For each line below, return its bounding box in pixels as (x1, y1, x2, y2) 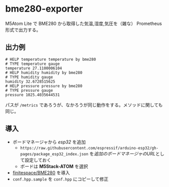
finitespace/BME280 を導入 (12, 169, 70, 175)
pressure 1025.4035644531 (5, 92, 60, 97)
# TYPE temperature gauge (5, 61, 60, 66)
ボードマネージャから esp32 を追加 (12, 139, 86, 145)
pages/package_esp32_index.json (20, 152, 89, 157)
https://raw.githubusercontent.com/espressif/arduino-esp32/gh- (20, 145, 159, 151)
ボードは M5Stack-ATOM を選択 (20, 163, 89, 169)
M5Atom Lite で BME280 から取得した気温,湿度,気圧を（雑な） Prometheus (5, 20, 162, 26)
